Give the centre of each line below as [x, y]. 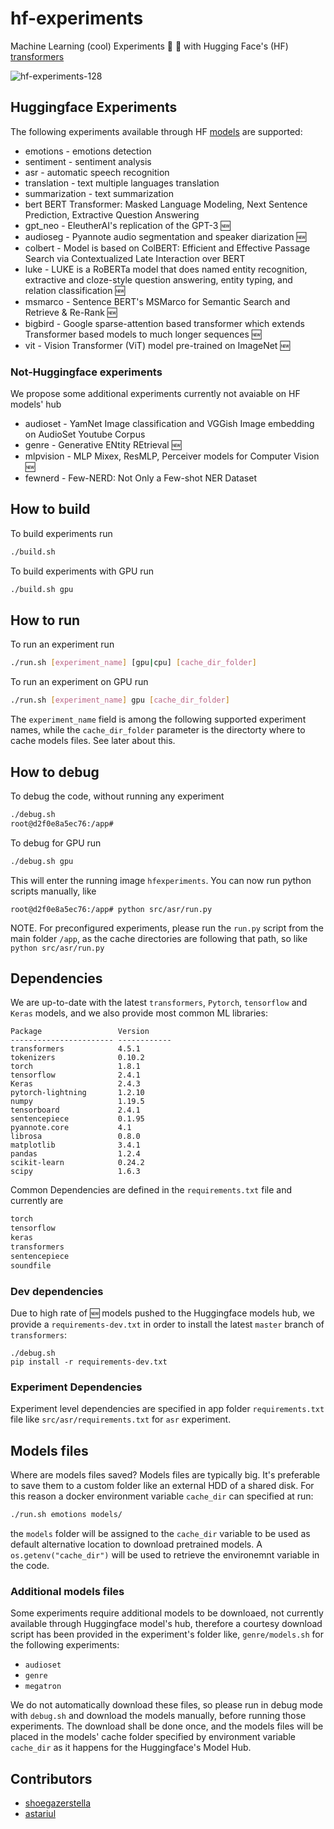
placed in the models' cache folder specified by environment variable [153, 1737]
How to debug [55, 772]
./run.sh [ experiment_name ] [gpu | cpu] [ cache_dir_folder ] [133, 663]
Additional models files [67, 1591]
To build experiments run [61, 533]
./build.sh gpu [42, 589]
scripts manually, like [53, 891]
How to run [45, 620]
